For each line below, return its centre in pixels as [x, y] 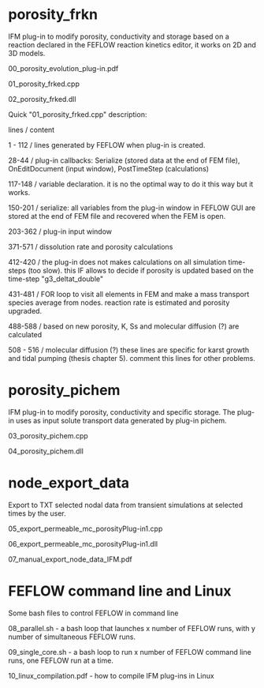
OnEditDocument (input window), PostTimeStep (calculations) [109, 168]
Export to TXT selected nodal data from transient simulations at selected [126, 505]
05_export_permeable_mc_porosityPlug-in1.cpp [86, 528]
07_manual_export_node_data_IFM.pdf [70, 559]
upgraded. [25, 310]
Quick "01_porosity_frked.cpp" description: [78, 114]
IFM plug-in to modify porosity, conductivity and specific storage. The [122, 412]
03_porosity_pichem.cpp [48, 435]
